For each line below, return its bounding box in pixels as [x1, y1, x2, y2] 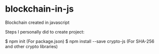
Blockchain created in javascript [5, 19, 70, 25]
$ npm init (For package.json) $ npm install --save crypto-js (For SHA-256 [5, 38, 155, 44]
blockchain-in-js [5, 3, 74, 15]
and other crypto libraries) [5, 43, 58, 49]
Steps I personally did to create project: [5, 29, 85, 35]
